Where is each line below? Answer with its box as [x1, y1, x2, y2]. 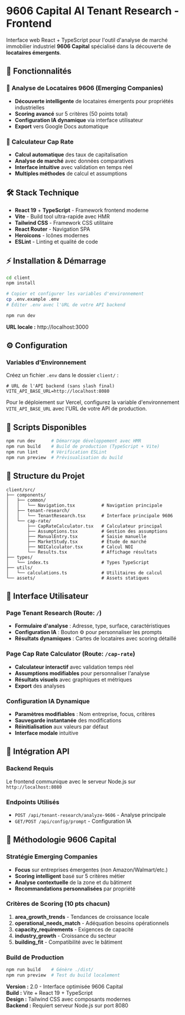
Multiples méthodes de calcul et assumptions [14, 170, 128, 177]
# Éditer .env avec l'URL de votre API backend [6, 302, 126, 308]
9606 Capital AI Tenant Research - [6, 4, 179, 18]
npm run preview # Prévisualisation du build [6, 454, 123, 460]
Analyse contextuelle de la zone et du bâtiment [14, 879, 132, 886]
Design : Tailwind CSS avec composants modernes [6, 995, 131, 1003]
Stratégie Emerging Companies [6, 852, 98, 861]
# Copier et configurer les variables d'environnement [6, 291, 144, 297]
